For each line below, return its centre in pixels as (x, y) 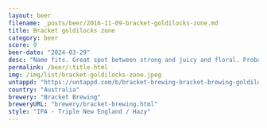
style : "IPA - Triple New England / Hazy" (79, 112)
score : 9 (23, 45)
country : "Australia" (44, 89)
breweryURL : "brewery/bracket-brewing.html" (83, 104)
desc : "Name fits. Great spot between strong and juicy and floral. (124, 60)
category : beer (33, 38)
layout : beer (30, 16)
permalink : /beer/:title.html (58, 68)
